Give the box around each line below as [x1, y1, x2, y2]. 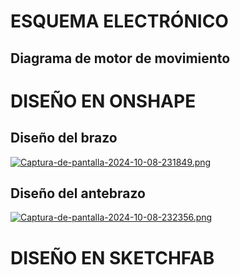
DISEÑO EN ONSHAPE [10, 90, 197, 112]
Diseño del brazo [10, 130, 118, 147]
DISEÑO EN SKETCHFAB [10, 246, 215, 269]
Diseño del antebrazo [10, 185, 146, 202]
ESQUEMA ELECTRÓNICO [10, 10, 229, 33]
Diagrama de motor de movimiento [10, 50, 231, 67]
